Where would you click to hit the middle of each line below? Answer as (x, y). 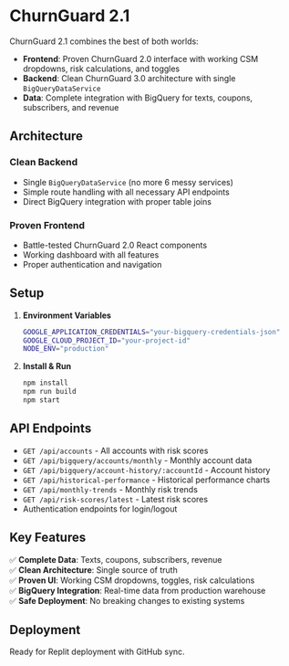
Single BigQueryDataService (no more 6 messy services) (128, 182)
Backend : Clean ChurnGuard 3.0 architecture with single (129, 78)
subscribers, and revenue (71, 107)
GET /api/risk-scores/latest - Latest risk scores (115, 499)
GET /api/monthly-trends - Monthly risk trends (110, 489)
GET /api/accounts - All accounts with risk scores (115, 450)
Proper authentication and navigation (92, 264)
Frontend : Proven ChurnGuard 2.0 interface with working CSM (140, 58)
